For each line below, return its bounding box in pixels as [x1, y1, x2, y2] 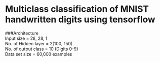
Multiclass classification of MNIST [5, 3, 149, 15]
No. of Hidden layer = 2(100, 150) [5, 40, 73, 46]
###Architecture [5, 30, 39, 36]
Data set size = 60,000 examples [5, 51, 73, 57]
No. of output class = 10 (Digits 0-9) [5, 46, 79, 52]
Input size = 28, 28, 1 [5, 35, 48, 41]
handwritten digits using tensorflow [5, 14, 156, 25]
